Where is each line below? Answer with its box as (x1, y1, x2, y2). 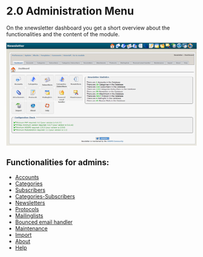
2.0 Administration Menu (6, 4, 134, 18)
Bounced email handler (14, 218, 73, 226)
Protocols (14, 205, 39, 212)
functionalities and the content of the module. (6, 30, 120, 37)
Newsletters (14, 199, 45, 206)
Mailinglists (14, 212, 43, 219)
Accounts (14, 173, 39, 180)
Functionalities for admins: (6, 157, 110, 168)
